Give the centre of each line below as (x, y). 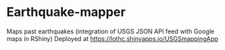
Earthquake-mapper (66, 12)
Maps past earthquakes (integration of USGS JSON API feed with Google (110, 31)
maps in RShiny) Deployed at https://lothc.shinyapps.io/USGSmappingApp (112, 38)
